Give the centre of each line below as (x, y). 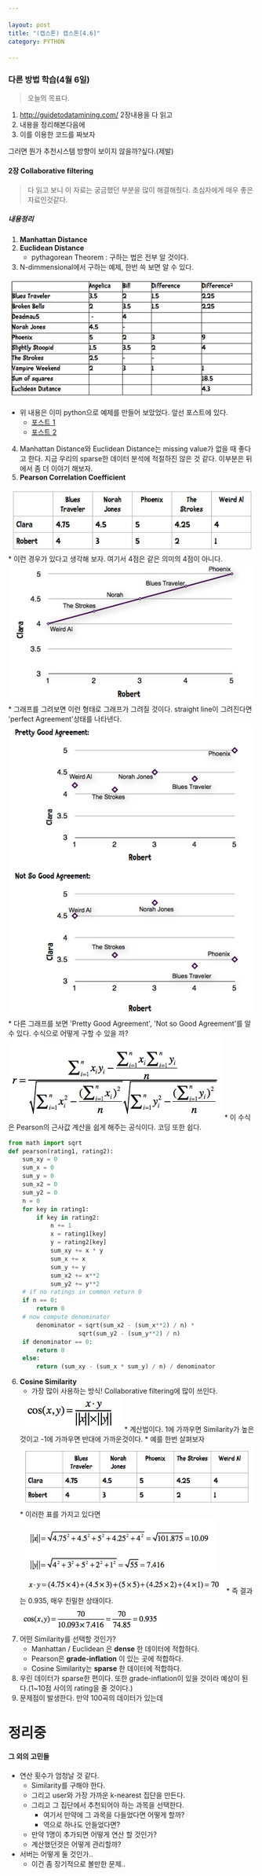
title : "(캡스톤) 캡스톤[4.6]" (54, 33)
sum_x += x (68, 1259)
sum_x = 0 (38, 1168)
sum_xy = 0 (40, 1159)
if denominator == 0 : (57, 1342)
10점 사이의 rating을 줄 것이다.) (86, 1688)
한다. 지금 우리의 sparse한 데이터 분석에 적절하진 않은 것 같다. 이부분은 (136, 459)
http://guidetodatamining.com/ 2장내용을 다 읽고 (96, 115)
